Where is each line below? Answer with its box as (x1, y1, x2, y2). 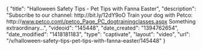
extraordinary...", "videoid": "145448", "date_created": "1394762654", (6, 24, 179, 31)
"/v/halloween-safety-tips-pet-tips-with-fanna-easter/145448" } (6, 37, 166, 44)
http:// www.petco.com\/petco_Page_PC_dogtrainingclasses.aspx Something (6, 18, 196, 25)
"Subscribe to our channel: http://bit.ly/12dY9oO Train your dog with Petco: (6, 11, 193, 19)
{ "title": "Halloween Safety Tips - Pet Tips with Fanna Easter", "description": (6, 5, 196, 12)
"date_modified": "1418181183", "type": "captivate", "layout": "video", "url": (6, 31, 191, 38)
